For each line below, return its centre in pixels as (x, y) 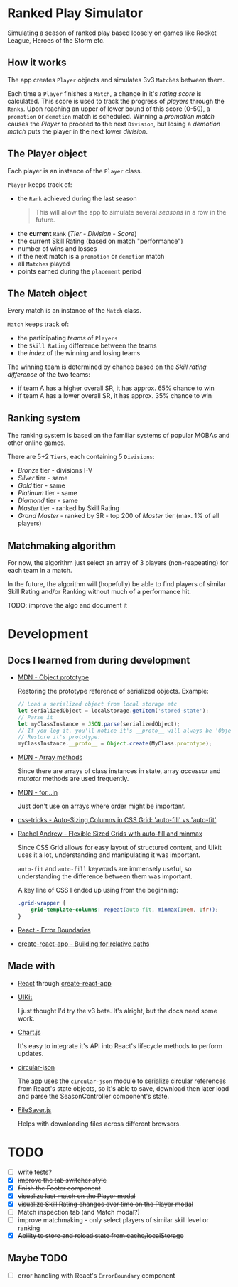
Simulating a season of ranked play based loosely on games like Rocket (112, 33)
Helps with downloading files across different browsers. (99, 1124)
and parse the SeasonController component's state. (93, 1096)
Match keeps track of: (38, 324)
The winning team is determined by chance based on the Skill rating (107, 367)
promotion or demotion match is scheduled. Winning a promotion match (111, 116)
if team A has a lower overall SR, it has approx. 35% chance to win (114, 396)
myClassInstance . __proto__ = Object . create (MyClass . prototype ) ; (115, 744)
